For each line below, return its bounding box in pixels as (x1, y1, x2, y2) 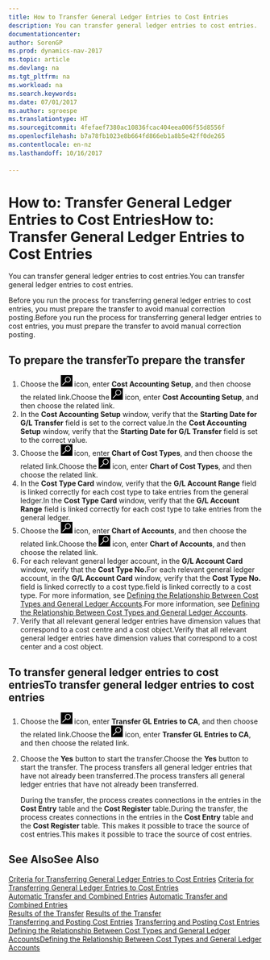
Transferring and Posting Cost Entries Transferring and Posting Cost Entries (8, 916, 260, 927)
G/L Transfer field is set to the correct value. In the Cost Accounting (19, 418, 247, 428)
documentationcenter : (8, 30, 81, 38)
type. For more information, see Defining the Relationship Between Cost (19, 591, 260, 600)
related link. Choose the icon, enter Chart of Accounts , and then (19, 539, 246, 549)
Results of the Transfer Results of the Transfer (8, 908, 162, 918)
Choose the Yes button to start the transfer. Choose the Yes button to (19, 754, 249, 764)
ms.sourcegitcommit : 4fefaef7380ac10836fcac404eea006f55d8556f (8, 123, 226, 132)
